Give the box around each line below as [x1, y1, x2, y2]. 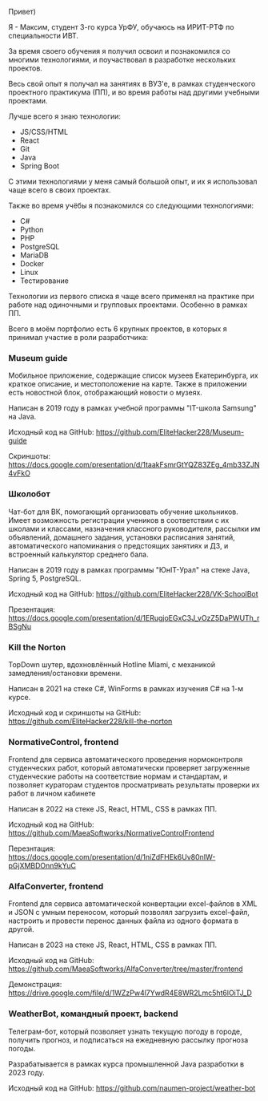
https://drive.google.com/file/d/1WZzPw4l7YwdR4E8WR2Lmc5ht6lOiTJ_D [8, 988, 252, 998]
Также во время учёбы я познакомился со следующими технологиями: [8, 200, 254, 210]
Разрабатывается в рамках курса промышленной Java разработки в [8, 1058, 245, 1069]
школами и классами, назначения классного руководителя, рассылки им [8, 524, 261, 533]
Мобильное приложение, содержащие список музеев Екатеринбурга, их [8, 370, 258, 380]
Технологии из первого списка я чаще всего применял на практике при [8, 292, 254, 301]
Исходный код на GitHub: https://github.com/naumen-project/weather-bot [8, 1083, 256, 1093]
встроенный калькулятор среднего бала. [8, 549, 149, 559]
